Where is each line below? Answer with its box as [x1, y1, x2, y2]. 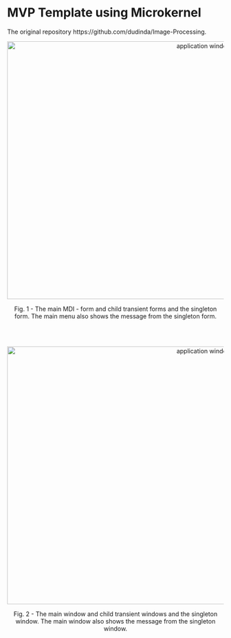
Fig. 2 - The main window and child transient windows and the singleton [13, 610, 218, 618]
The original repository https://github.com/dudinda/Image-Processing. [7, 27, 207, 36]
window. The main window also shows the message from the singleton [15, 617, 216, 625]
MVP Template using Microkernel [7, 5, 201, 21]
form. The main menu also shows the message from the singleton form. [14, 311, 217, 320]
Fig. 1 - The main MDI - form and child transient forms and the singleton [14, 305, 217, 313]
